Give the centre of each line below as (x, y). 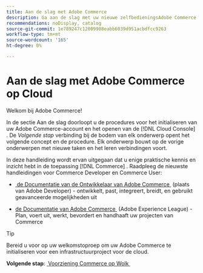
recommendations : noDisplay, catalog (54, 23)
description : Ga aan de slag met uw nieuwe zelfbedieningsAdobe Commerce (101, 18)
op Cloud (30, 94)
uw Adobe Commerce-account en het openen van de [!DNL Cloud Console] (101, 128)
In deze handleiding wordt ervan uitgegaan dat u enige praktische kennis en (101, 160)
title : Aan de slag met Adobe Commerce (57, 12)
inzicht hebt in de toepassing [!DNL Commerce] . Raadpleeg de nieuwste (97, 166)
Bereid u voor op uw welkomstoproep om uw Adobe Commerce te (89, 245)
